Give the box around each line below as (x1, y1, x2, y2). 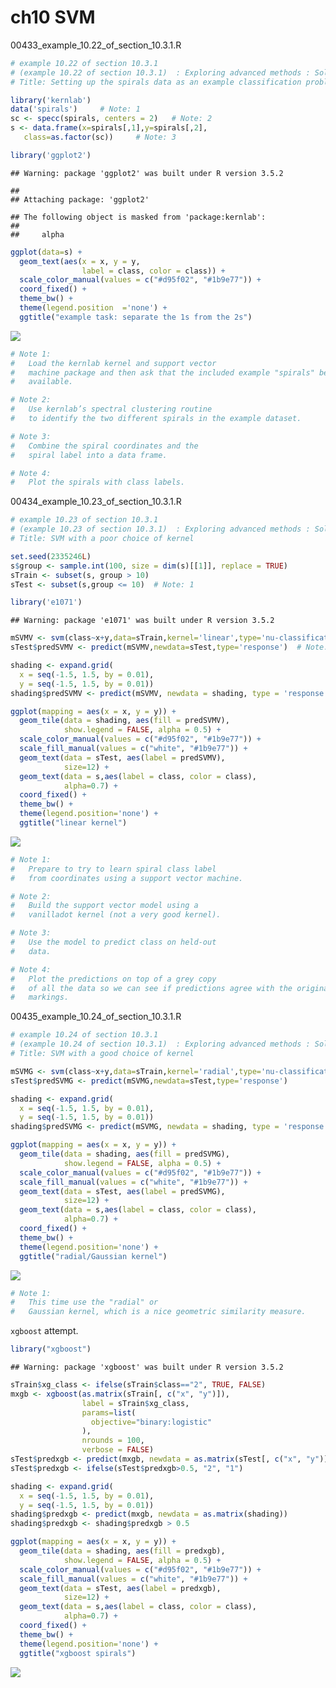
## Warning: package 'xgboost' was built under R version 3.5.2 (10, 1362, 284, 1373)
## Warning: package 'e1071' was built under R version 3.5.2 (10, 616, 275, 626)
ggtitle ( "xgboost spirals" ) (19, 1648, 137, 1658)
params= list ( (81, 1407, 137, 1418)
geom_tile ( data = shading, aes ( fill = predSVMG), (19, 1149, 230, 1160)
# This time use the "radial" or (10, 1297, 159, 1308)
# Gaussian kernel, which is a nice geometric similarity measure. (10, 1307, 307, 1317)
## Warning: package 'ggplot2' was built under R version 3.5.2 (10, 168, 284, 178)
